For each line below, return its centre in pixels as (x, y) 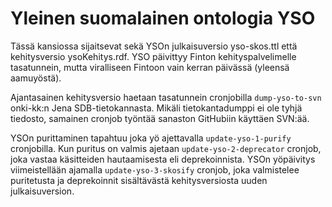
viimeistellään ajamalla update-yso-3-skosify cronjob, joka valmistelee (155, 169)
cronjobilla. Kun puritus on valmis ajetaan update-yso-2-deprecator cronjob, (166, 148)
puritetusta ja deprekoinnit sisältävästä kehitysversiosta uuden (139, 180)
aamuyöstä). (36, 78)
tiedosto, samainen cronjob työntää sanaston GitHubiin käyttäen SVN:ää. (160, 118)
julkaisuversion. (42, 191)
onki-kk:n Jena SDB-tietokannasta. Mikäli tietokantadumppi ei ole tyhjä (156, 108)
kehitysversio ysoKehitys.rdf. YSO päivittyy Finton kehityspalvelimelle (153, 56)
